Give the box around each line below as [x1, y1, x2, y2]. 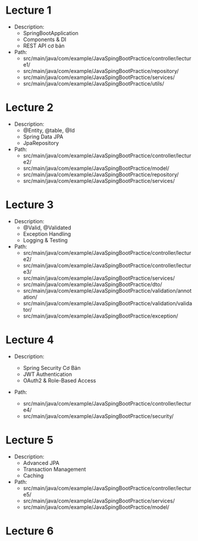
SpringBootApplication [23, 29, 78, 36]
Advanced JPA [23, 459, 60, 466]
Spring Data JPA [23, 133, 64, 140]
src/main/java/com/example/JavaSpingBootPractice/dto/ [23, 280, 162, 288]
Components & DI [23, 36, 67, 43]
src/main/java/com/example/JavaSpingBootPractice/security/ [23, 412, 174, 419]
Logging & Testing [23, 236, 68, 243]
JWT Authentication [23, 371, 73, 378]
